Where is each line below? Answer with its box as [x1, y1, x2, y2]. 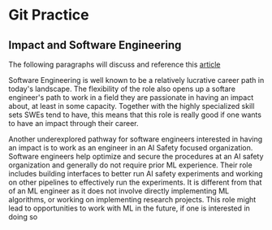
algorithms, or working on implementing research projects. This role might [8, 195, 257, 204]
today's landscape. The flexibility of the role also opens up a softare [8, 84, 235, 93]
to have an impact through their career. [8, 119, 139, 128]
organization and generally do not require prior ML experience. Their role [8, 160, 253, 170]
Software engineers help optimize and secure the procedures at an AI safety [8, 152, 264, 161]
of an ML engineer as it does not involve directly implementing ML [8, 186, 230, 196]
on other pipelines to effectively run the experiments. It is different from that [8, 177, 262, 187]
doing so [8, 212, 38, 221]
